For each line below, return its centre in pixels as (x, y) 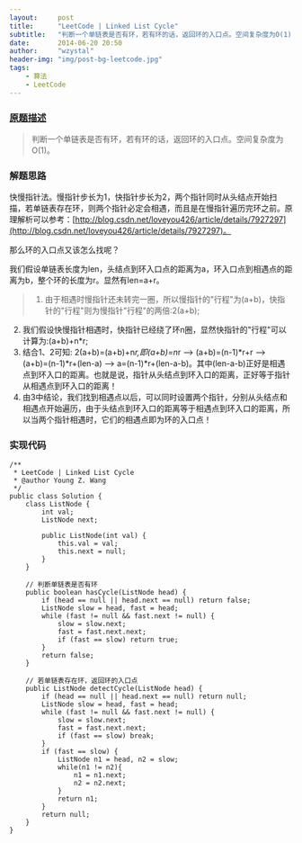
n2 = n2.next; (100, 783)
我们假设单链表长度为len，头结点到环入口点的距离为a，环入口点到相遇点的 (147, 269)
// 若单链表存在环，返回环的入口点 (82, 680)
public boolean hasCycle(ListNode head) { (106, 592)
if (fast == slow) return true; (118, 640)
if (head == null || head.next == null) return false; (147, 600)
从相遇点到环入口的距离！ (70, 386)
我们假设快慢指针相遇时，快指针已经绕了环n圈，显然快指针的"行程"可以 (155, 330)
